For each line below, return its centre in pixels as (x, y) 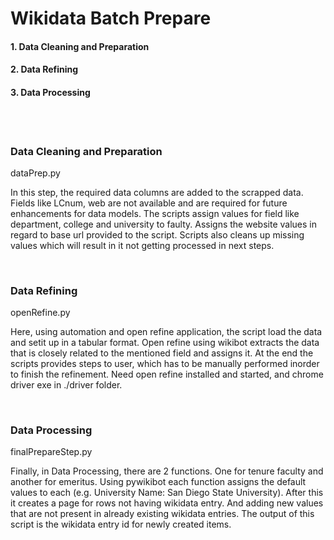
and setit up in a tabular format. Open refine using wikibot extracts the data (165, 343)
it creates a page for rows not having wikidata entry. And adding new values (167, 503)
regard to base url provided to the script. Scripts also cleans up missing (157, 234)
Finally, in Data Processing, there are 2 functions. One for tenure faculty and (167, 471)
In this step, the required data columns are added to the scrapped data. (157, 192)
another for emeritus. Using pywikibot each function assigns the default (158, 482)
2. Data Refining (44, 69)
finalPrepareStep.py (51, 452)
